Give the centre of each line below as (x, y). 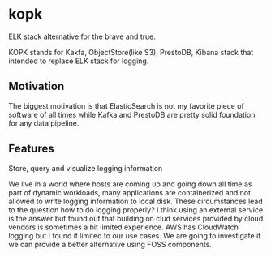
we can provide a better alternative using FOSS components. (110, 244)
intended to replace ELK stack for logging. (79, 61)
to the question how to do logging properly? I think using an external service (136, 210)
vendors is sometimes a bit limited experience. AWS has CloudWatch (124, 227)
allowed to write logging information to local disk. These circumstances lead (135, 201)
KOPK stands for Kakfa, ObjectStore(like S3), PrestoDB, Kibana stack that (131, 52)
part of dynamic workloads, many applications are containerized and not (130, 192)
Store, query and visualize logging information (86, 168)
